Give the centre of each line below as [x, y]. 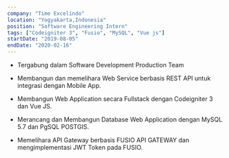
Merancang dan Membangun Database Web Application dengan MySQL [120, 120]
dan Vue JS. [34, 106]
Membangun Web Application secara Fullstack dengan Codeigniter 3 [115, 99]
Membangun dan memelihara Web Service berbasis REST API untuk [114, 78]
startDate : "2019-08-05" [43, 39]
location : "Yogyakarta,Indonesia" [57, 20]
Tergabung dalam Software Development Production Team [100, 65]
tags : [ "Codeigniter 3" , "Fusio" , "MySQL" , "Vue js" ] [86, 33]
